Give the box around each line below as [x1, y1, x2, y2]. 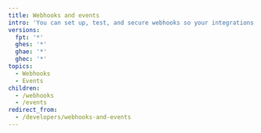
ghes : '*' [15, 41, 47, 49]
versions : [8, 26, 41, 34]
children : [8, 84, 41, 92]
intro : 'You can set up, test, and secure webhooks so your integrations [8, 19, 255, 27]
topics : [8, 63, 34, 70]
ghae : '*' [15, 48, 47, 56]
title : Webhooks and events [8, 11, 100, 20]
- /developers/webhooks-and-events [15, 113, 132, 121]
